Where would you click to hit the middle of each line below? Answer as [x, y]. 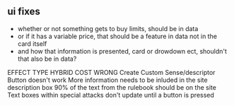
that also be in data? [47, 59]
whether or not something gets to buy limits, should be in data [108, 28]
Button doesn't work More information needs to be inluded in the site [107, 80]
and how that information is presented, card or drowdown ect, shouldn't [122, 51]
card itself [32, 43]
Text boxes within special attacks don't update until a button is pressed [111, 95]
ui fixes [24, 12]
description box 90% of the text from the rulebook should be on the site [112, 87]
